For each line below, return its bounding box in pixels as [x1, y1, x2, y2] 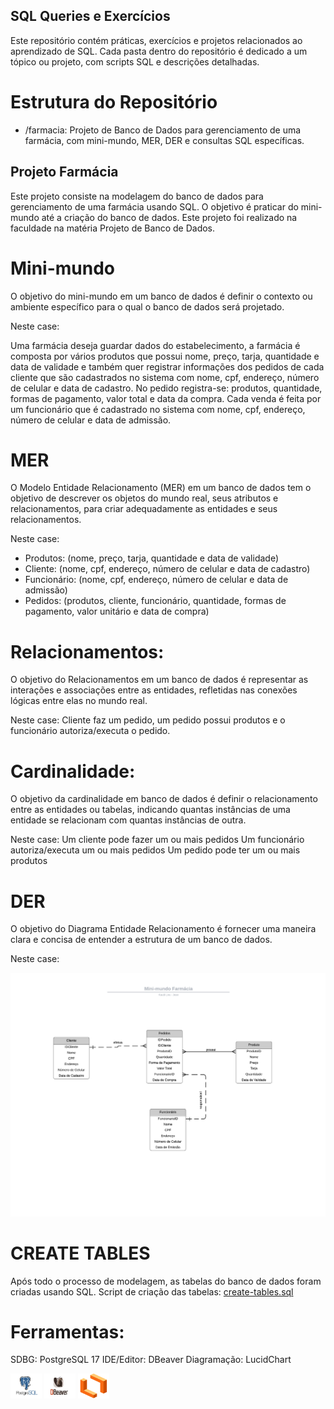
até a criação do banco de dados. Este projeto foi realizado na [41, 211, 298, 223]
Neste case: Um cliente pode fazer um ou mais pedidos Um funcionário [10, 834, 305, 846]
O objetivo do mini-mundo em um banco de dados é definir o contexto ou [10, 290, 313, 302]
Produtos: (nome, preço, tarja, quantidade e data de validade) [24, 552, 280, 564]
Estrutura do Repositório [10, 91, 218, 113]
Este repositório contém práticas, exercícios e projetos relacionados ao [10, 34, 303, 46]
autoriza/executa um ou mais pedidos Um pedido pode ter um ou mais [10, 844, 301, 856]
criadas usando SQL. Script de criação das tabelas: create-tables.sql [10, 1285, 294, 1298]
